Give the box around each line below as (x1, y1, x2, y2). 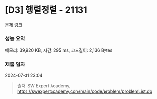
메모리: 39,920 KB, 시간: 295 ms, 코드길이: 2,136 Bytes (5, 47, 113, 53)
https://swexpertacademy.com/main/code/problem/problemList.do (17, 88, 153, 94)
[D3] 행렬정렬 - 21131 (5, 4, 87, 16)
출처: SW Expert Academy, (17, 82, 71, 89)
